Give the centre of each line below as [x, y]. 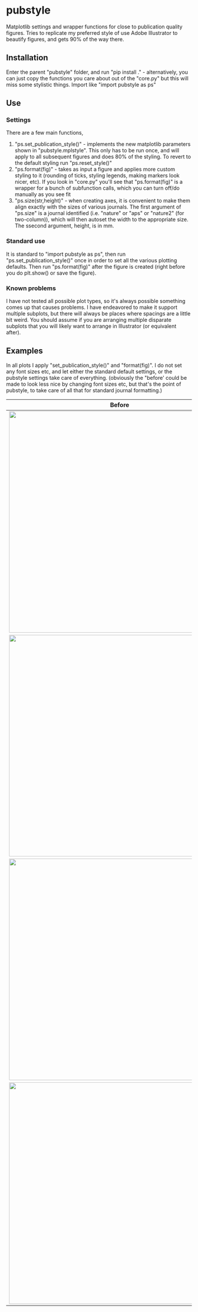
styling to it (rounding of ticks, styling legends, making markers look [97, 175]
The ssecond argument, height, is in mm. [64, 226]
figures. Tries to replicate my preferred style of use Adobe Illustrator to [92, 32]
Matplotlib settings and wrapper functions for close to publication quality [94, 27]
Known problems [31, 288]
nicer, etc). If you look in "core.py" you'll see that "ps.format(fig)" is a [98, 182]
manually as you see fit [43, 194]
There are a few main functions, [45, 133]
